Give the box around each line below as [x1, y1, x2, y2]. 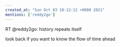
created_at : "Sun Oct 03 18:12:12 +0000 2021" [5, 7, 105, 13]
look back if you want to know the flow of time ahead [5, 36, 115, 42]
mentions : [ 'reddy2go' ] [5, 12, 55, 17]
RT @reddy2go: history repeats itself [5, 26, 82, 32]
